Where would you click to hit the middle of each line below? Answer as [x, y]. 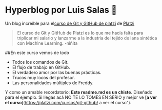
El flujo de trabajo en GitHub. [41, 67]
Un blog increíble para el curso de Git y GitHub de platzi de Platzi [70, 23]
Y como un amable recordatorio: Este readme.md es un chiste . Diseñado [79, 92]
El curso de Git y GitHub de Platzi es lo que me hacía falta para [80, 33]
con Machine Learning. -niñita [47, 43]
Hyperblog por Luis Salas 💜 [61, 10]
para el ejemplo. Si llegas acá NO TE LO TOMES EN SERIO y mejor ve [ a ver [81, 97]
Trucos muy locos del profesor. [43, 77]
